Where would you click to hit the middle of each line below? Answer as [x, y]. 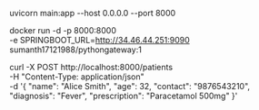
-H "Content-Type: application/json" [77, 77]
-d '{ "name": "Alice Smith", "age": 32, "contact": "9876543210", [130, 86]
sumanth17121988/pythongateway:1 [76, 50]
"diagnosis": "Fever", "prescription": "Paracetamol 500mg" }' [124, 96]
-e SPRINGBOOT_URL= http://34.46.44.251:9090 [100, 40]
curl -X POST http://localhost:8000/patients [91, 67]
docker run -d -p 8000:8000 [63, 30]
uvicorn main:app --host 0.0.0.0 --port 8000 [93, 13]
